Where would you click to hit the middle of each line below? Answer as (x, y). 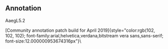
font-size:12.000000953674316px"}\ (43, 41)
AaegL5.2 (15, 20)
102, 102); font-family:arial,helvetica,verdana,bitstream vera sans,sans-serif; (85, 35)
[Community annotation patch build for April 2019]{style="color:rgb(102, (80, 30)
